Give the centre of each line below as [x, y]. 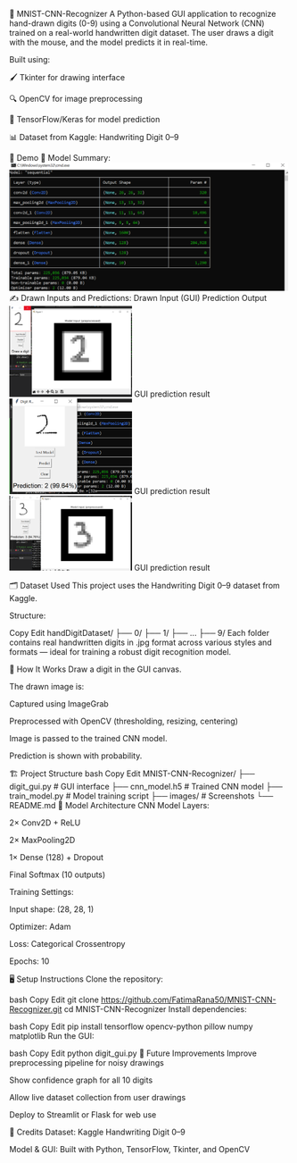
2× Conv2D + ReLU [45, 823]
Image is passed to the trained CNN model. [88, 739]
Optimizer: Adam [40, 927]
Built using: [30, 59]
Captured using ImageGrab [59, 704]
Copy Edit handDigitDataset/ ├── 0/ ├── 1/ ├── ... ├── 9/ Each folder [140, 633]
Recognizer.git [36, 1009]
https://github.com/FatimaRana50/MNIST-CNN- [189, 1000]
